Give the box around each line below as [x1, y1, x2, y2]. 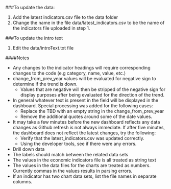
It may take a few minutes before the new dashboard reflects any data [12, 119, 160, 125]
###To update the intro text [5, 35, 63, 41]
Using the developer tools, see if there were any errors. [20, 140, 137, 147]
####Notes [5, 55, 30, 61]
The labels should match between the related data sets [12, 152, 129, 157]
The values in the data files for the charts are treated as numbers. [12, 162, 151, 168]
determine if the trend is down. [12, 81, 78, 87]
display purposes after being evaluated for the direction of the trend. [20, 92, 165, 98]
